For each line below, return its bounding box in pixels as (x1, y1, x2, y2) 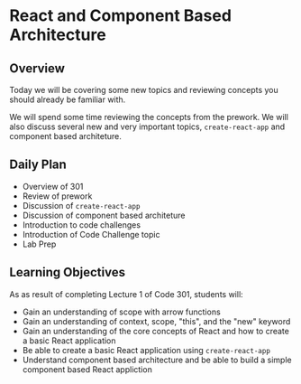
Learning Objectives (9, 265, 126, 280)
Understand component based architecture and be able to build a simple (22, 354, 292, 365)
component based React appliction (22, 363, 153, 375)
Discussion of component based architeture (22, 210, 186, 220)
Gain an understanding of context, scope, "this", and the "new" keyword (22, 315, 291, 326)
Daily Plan (9, 157, 68, 173)
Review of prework (22, 191, 93, 201)
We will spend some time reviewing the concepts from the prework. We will (9, 112, 288, 122)
